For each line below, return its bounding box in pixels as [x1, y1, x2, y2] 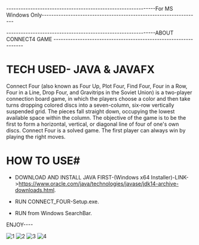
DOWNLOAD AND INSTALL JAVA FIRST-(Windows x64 [14, 173, 150, 181]
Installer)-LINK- [151, 173, 189, 181]
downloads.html [14, 186, 55, 193]
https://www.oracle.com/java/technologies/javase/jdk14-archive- [19, 180, 179, 187]
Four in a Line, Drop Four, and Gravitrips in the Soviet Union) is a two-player [6, 89, 192, 96]
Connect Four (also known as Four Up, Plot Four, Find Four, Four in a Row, [6, 82, 188, 89]
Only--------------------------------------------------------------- [30, 11, 194, 18]
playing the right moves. [6, 133, 66, 140]
